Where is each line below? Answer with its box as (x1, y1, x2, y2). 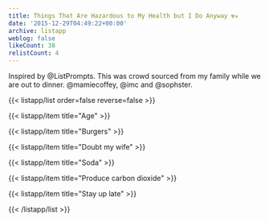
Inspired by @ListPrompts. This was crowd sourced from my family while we (8, 72, 261, 80)
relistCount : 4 (8, 49, 59, 57)
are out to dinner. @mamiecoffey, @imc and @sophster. (8, 80, 193, 89)
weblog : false (8, 34, 56, 43)
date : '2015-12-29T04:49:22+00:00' (8, 19, 128, 27)
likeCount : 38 (8, 42, 56, 50)
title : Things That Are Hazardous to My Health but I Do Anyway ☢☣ (8, 11, 239, 20)
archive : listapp (8, 27, 67, 35)
